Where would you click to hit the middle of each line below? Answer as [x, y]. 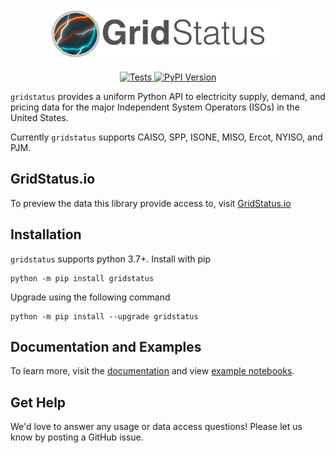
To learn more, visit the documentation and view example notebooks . [152, 371]
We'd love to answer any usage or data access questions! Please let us [156, 427]
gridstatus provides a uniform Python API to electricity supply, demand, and [168, 96]
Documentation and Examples [106, 346]
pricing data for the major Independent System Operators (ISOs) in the [155, 107]
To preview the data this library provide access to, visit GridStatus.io [151, 203]
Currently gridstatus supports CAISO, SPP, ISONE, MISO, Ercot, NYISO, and [166, 137]
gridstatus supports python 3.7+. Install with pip [110, 259]
